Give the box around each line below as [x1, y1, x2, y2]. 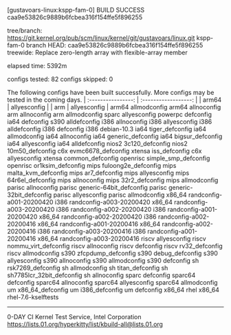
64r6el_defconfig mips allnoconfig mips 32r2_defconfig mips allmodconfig [7, 176, 219, 184]
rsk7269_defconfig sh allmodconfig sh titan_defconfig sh [7, 264, 168, 272]
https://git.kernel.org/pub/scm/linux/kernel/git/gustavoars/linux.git [7, 34, 195, 42]
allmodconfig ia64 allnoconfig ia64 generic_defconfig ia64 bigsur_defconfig [7, 132, 223, 140]
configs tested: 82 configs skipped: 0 [7, 75, 113, 83]
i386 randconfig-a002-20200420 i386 [56, 206, 166, 213]
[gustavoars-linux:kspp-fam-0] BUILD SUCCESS [7, 6, 145, 14]
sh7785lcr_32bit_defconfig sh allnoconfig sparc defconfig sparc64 [7, 271, 196, 279]
